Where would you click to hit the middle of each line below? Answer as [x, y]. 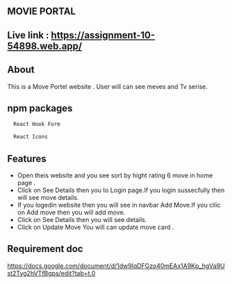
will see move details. [48, 197]
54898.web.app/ [44, 46]
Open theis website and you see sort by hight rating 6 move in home [115, 175]
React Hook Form [37, 125]
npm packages [40, 108]
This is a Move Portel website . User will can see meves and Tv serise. [108, 86]
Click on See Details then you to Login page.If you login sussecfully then [121, 190]
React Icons [31, 137]
